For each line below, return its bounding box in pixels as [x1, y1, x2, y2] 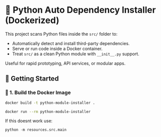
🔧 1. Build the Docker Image [5, 89, 71, 96]
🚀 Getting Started [5, 74, 59, 83]
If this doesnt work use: [5, 118, 53, 124]
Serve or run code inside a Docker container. [12, 46, 103, 51]
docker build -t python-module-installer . [5, 100, 95, 105]
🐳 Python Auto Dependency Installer [5, 4, 156, 16]
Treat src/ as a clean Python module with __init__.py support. [12, 51, 139, 57]
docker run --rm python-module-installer [5, 109, 91, 114]
